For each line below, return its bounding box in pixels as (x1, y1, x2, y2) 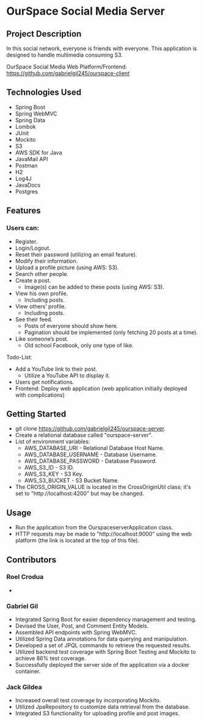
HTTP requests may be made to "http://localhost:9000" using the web (15, 530, 192, 538)
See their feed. (15, 316, 53, 323)
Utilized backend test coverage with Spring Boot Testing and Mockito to (15, 649, 197, 656)
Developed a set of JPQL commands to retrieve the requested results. (15, 642, 191, 649)
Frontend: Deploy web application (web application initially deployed (15, 385, 188, 392)
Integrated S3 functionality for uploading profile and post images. (15, 710, 180, 717)
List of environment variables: (15, 438, 90, 445)
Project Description (6, 29, 82, 39)
